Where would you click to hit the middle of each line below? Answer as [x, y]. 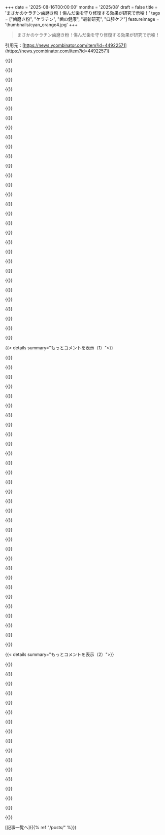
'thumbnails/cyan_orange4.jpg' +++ [41, 25]
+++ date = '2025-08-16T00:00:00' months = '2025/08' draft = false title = [82, 7]
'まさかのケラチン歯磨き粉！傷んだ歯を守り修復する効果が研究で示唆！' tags [82, 13]
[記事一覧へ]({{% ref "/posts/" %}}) [41, 827]
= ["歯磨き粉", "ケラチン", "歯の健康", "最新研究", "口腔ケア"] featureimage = [82, 19]
